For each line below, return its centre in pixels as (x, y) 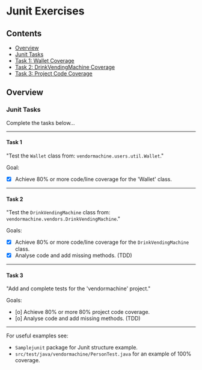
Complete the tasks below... (41, 123)
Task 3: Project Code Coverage (54, 73)
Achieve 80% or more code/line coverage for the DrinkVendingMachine (102, 242)
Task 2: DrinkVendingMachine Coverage (65, 67)
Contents (24, 33)
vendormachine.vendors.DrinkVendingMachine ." (63, 219)
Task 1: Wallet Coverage (44, 61)
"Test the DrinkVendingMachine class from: (58, 212)
